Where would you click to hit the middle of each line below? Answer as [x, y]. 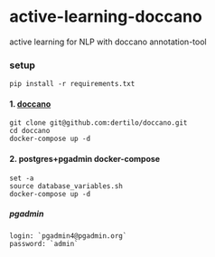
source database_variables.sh [66, 186]
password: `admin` [44, 243]
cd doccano [30, 131]
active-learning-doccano [106, 17]
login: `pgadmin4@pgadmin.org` [68, 236]
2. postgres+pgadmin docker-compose [85, 159]
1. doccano [30, 104]
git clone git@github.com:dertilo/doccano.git [98, 123]
